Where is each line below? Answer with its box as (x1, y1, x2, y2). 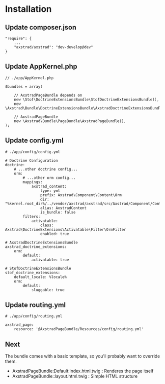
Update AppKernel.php (5, 63, 78, 71)
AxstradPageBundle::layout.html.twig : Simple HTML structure (12, 373, 138, 379)
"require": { (5, 36, 32, 41)
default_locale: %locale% (14, 275, 67, 279)
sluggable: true (31, 287, 65, 292)
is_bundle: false (40, 209, 76, 215)
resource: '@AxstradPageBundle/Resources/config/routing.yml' (14, 327, 144, 332)
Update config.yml (5, 137, 64, 145)
